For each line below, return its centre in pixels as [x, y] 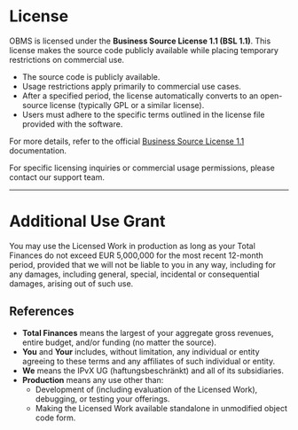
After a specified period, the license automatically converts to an [140, 96]
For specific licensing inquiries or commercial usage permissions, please [142, 168]
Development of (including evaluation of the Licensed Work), [146, 389]
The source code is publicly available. [91, 76]
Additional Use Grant [87, 221]
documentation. [38, 150]
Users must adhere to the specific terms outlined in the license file [143, 114]
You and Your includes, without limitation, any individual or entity [141, 351]
